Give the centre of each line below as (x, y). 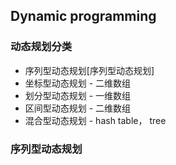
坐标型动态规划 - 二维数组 (78, 83)
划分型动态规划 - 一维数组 (78, 95)
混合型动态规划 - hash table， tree (95, 120)
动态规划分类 (41, 47)
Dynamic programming (83, 16)
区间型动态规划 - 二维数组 (78, 108)
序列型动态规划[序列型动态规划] (89, 70)
